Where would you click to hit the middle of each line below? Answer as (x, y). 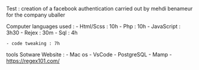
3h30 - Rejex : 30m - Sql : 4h (42, 33)
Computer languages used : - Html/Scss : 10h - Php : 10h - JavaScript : (94, 26)
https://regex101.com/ (33, 61)
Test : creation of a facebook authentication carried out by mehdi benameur (99, 9)
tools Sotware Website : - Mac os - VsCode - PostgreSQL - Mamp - (89, 55)
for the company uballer (36, 15)
